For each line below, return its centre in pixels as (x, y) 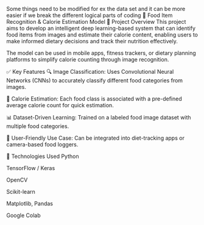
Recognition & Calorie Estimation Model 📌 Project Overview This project (96, 22)
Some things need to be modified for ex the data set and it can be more (96, 9)
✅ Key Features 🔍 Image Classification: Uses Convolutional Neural (90, 72)
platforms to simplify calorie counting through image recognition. (88, 59)
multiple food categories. (38, 126)
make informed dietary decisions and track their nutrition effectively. (92, 41)
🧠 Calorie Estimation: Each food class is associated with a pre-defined (94, 99)
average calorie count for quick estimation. (60, 105)
